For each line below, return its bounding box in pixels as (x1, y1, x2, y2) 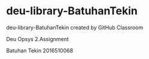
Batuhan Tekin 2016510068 (6, 46, 74, 54)
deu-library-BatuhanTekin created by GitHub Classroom (6, 24, 144, 31)
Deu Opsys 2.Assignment (6, 35, 69, 42)
